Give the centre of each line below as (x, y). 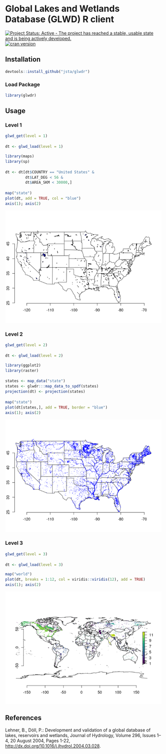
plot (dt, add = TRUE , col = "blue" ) (43, 198)
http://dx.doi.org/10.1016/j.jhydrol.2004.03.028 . (53, 746)
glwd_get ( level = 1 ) (27, 136)
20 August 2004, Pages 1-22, (40, 741)
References (23, 718)
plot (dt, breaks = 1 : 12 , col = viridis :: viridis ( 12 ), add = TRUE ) (75, 580)
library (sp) (17, 161)
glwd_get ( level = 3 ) (27, 554)
